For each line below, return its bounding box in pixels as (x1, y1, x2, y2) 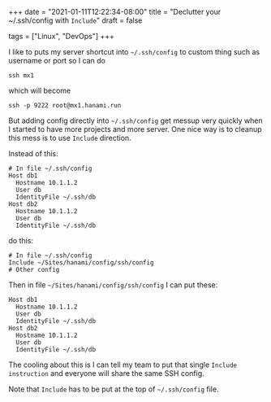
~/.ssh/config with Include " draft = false (8, 15, 143, 25)
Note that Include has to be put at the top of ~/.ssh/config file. (8, 384, 219, 394)
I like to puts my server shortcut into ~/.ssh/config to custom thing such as (8, 47, 260, 56)
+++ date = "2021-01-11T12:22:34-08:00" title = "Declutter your (8, 7, 222, 16)
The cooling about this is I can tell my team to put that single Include (8, 360, 238, 369)
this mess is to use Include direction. (8, 133, 131, 142)
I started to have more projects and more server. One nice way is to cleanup (8, 125, 262, 133)
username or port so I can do (8, 56, 105, 65)
